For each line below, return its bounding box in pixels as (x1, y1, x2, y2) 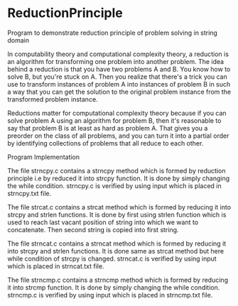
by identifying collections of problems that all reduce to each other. (7, 138, 204, 147)
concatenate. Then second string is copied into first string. (7, 225, 179, 234)
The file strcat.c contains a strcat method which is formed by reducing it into (7, 202, 232, 211)
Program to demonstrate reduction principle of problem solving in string (7, 28, 218, 37)
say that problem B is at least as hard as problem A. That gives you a (7, 124, 208, 132)
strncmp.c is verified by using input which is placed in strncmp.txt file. (7, 290, 213, 299)
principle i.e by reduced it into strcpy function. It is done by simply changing (7, 174, 230, 182)
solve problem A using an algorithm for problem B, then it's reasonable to (7, 116, 222, 125)
